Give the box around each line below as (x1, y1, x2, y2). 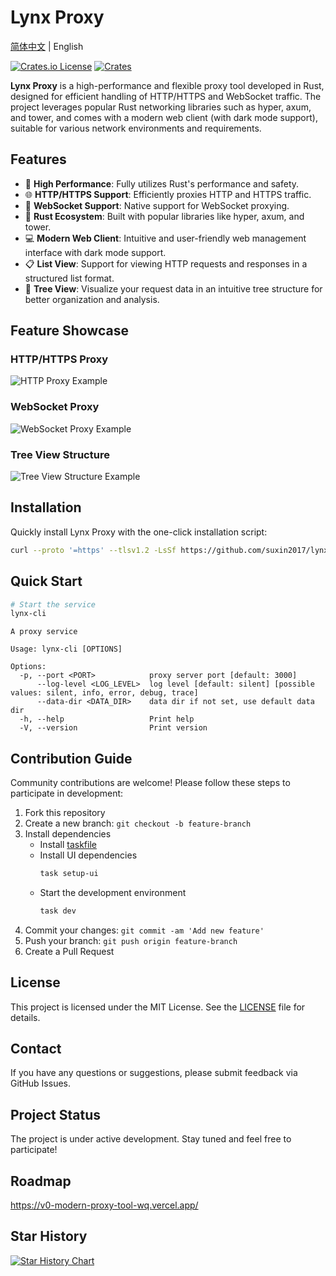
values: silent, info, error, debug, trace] (10, 688, 199, 698)
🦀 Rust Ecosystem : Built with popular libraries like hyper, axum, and (24, 210, 305, 222)
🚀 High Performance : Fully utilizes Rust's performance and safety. (24, 177, 300, 190)
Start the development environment (39, 886, 187, 898)
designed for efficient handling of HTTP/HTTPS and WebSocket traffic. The (10, 90, 322, 102)
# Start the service (10, 599, 97, 610)
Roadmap (10, 1172, 72, 1190)
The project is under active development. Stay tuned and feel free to (10, 1133, 292, 1145)
